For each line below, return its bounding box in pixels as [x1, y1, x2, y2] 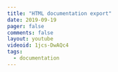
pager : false [7, 23, 45, 29]
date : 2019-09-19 [7, 16, 57, 23]
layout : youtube [7, 36, 54, 43]
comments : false [7, 29, 54, 36]
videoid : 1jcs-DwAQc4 [7, 42, 69, 49]
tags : [7, 49, 23, 56]
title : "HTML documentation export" [7, 10, 112, 17]
